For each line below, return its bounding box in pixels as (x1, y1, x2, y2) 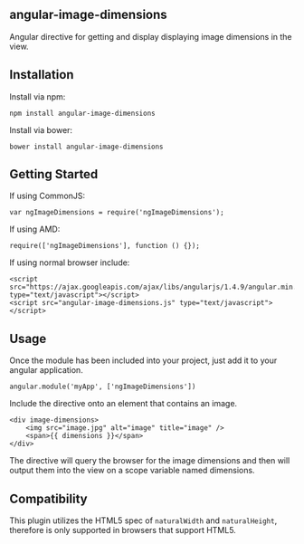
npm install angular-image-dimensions (9, 109, 156, 118)
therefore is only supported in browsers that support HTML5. (9, 525, 237, 536)
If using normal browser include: (9, 257, 130, 268)
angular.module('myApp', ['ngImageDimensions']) (9, 382, 196, 392)
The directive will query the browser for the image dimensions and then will (9, 455, 290, 466)
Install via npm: (9, 91, 66, 102)
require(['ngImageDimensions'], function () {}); (9, 242, 201, 251)
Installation (9, 67, 74, 82)
